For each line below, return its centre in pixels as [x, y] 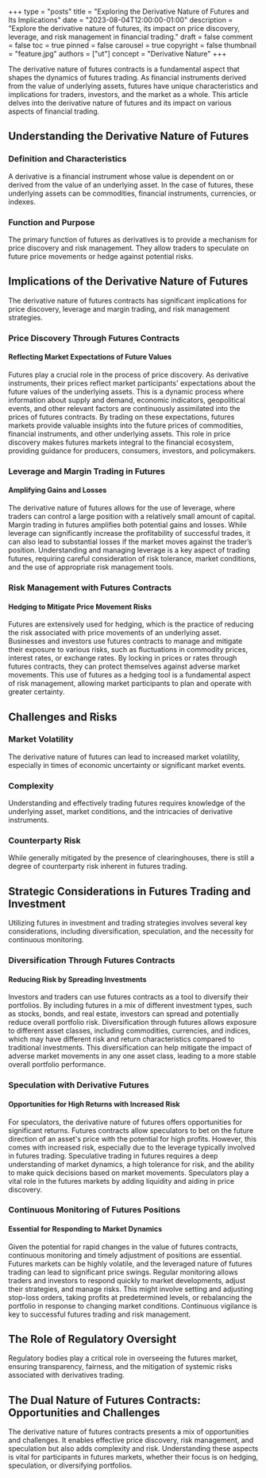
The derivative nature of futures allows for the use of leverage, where [122, 508]
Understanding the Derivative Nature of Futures [129, 136]
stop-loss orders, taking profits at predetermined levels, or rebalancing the [130, 1297]
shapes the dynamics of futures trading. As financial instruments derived [127, 78]
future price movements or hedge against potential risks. [101, 256]
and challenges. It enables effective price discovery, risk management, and [131, 1440]
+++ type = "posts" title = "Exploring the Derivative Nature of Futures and [129, 12]
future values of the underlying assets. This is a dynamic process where [126, 391]
